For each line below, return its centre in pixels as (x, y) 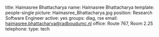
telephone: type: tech (28, 29)
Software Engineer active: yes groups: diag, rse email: (62, 18)
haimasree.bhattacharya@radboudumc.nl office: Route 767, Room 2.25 (79, 23)
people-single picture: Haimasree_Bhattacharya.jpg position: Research (79, 13)
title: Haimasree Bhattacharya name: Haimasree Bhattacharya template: (80, 7)
